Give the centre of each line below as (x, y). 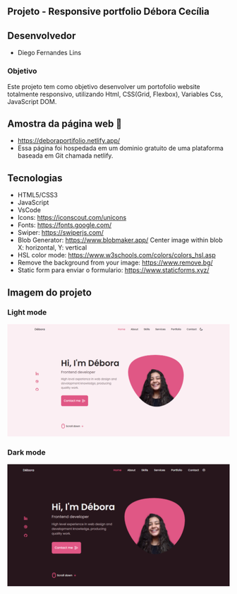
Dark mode (26, 453)
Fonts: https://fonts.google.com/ (65, 225)
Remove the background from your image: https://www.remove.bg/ (115, 263)
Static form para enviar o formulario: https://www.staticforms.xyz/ (113, 270)
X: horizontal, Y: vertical (52, 248)
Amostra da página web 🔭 (65, 123)
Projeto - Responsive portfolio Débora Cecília (109, 12)
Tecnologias (35, 178)
